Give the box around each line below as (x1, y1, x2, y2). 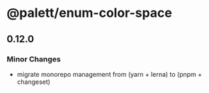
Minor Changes (6, 54, 61, 64)
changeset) (16, 77, 51, 86)
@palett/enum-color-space (6, 5, 173, 21)
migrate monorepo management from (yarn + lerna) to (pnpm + (16, 70, 203, 78)
